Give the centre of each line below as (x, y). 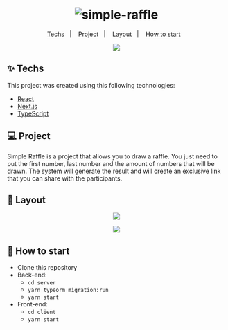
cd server (42, 283)
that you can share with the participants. (65, 178)
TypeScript (33, 113)
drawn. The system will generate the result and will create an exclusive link (114, 171)
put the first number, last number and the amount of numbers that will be (111, 163)
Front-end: (33, 304)
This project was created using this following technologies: (91, 85)
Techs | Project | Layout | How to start (114, 34)
